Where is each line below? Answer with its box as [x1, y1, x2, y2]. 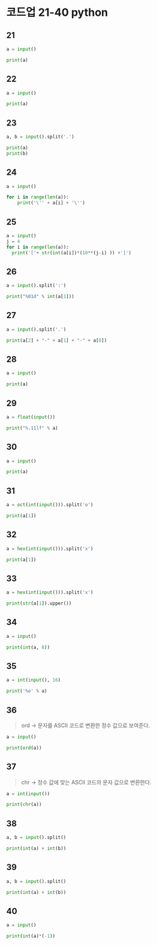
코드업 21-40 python [6, 5, 109, 19]
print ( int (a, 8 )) [6, 644, 50, 650]
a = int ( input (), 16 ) [6, 677, 61, 683]
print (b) [6, 150, 28, 157]
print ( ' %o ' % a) [6, 688, 47, 694]
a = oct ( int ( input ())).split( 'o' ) [6, 502, 94, 508]
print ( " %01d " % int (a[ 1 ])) [6, 294, 75, 300]
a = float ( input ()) [6, 414, 56, 420]
